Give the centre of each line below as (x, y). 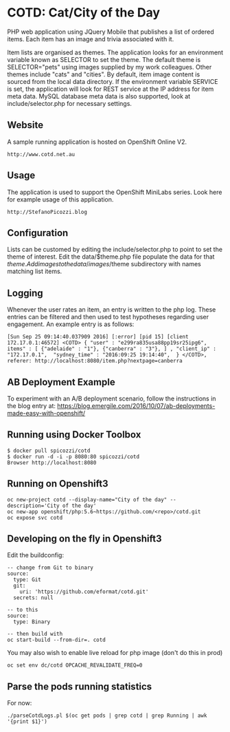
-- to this (23, 610)
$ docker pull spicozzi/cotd (49, 451)
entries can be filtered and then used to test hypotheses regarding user (108, 317)
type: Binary (32, 622)
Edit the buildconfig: (35, 555)
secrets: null (33, 598)
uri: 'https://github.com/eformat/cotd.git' (84, 592)
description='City (33, 506)
